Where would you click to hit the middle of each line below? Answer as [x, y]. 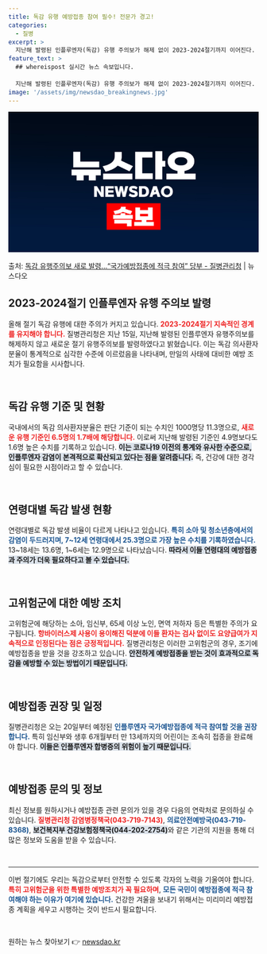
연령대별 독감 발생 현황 [60, 510]
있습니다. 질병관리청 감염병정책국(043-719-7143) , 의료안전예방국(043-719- [127, 820]
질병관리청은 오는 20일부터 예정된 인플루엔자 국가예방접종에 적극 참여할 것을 [126, 727]
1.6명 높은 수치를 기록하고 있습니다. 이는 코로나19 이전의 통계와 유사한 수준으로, [130, 447]
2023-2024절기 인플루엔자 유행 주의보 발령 [110, 303]
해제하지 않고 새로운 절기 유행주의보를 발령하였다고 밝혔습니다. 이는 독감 [120, 344]
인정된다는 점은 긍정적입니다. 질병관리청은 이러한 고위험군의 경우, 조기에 [147, 643]
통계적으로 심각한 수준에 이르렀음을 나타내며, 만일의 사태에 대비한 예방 [137, 353]
